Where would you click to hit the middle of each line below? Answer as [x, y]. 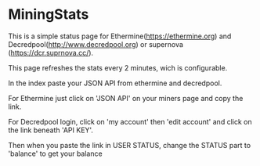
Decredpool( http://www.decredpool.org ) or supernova [96, 44]
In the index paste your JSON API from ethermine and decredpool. [115, 83]
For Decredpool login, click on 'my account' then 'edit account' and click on [130, 121]
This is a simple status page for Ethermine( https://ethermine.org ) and [120, 36]
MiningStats [49, 14]
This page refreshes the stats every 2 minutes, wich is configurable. [118, 67]
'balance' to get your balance [56, 153]
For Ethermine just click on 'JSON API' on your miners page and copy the [126, 98]
